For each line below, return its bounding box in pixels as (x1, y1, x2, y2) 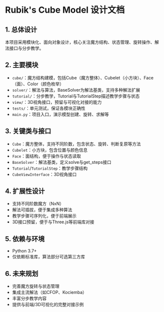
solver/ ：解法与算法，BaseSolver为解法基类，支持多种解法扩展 (12, 87, 141, 93)
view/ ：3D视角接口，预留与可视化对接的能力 (12, 99, 102, 105)
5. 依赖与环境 (5, 234, 45, 243)
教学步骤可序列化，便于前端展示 (12, 213, 77, 219)
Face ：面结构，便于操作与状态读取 (12, 153, 82, 159)
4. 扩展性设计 (5, 187, 45, 195)
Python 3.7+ (12, 248, 37, 254)
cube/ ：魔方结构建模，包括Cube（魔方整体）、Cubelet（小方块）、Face (12, 75, 154, 80)
